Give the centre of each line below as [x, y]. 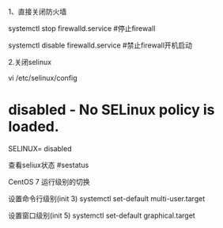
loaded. [34, 127]
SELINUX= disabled [40, 148]
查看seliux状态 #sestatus [49, 165]
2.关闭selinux [30, 62]
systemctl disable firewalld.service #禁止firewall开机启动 [100, 45]
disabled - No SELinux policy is [111, 110]
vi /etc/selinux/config [43, 78]
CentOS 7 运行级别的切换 [49, 181]
